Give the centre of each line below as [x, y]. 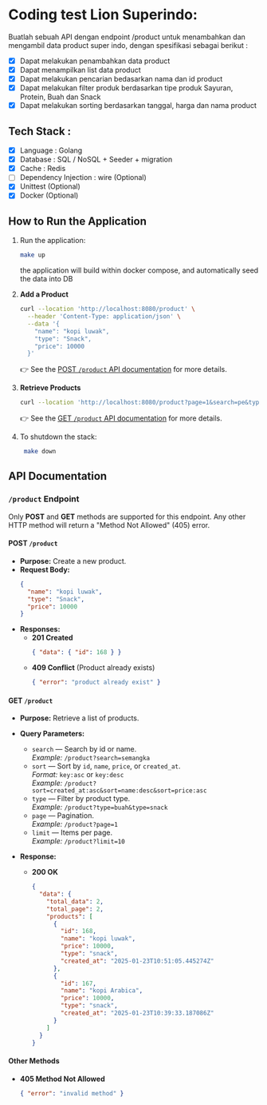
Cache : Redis [43, 169]
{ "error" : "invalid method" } [72, 1093]
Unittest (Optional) [50, 186]
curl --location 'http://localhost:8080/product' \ [107, 309]
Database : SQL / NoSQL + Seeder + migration [96, 160]
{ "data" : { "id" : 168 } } [77, 652]
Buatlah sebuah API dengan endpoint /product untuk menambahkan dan [127, 37]
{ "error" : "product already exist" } [96, 682]
